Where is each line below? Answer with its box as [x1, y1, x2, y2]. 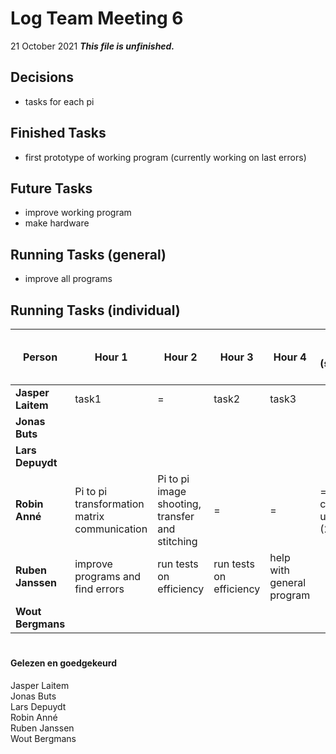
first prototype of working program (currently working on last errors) [24, 151, 307, 163]
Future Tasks [10, 180, 93, 197]
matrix [74, 510, 105, 523]
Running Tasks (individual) [10, 302, 181, 319]
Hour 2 [163, 350, 198, 364]
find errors [74, 582, 125, 596]
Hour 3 [219, 350, 254, 364]
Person [23, 350, 58, 364]
